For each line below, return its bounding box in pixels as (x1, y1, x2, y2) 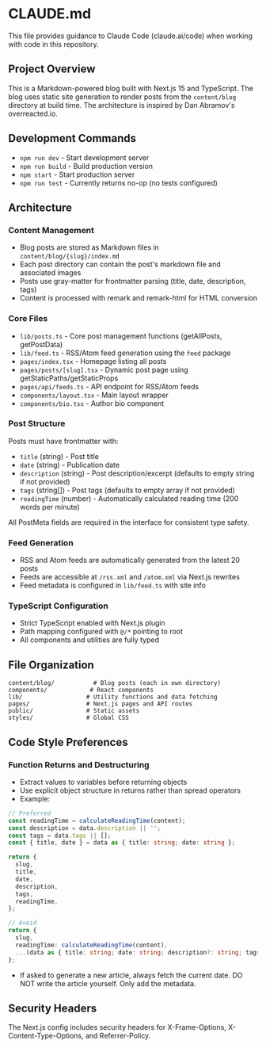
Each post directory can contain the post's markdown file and (19, 259, 221, 270)
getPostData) (19, 339, 63, 349)
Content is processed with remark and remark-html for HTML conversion (19, 293, 258, 303)
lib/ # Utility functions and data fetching (8, 693, 218, 702)
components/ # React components (8, 687, 154, 694)
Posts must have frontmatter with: (8, 436, 119, 446)
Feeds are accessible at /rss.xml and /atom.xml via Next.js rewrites (19, 572, 240, 582)
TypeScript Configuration (8, 600, 108, 611)
